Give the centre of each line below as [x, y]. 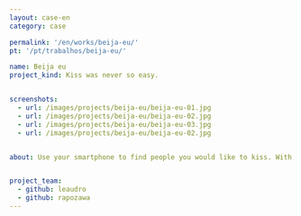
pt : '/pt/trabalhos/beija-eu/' [68, 50]
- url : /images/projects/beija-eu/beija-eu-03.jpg [114, 124]
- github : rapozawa [54, 198]
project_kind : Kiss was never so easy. [84, 76]
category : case [38, 26]
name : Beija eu [38, 67]
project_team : [36, 181]
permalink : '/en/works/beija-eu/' [74, 42]
